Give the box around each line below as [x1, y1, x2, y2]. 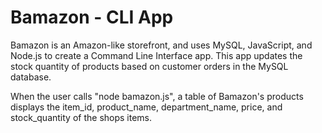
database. [10, 71, 52, 83]
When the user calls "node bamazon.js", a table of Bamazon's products [10, 90, 304, 102]
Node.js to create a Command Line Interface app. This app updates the [10, 49, 303, 61]
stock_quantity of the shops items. [10, 111, 153, 123]
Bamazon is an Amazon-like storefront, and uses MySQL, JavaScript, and [10, 39, 313, 51]
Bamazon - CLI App [10, 6, 174, 29]
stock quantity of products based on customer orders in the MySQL [10, 60, 289, 72]
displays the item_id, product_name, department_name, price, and [10, 101, 283, 113]
